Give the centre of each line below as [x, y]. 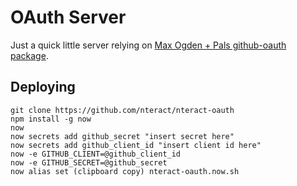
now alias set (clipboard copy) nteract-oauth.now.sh [125, 171]
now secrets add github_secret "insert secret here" [122, 136]
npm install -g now [51, 119]
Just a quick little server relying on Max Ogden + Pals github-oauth [148, 45]
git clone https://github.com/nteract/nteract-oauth [122, 110]
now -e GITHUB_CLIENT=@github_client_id [96, 154]
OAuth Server [68, 17]
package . [29, 55]
